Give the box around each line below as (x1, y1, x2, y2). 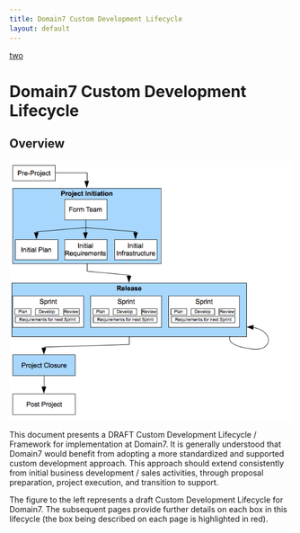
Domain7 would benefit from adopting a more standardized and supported (9, 448, 285, 458)
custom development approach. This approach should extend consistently (9, 457, 285, 468)
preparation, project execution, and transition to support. (9, 476, 219, 487)
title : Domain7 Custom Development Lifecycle (9, 14, 182, 23)
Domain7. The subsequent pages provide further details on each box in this (9, 503, 287, 514)
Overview (9, 136, 66, 152)
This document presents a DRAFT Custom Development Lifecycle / (9, 429, 258, 440)
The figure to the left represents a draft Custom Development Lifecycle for (9, 494, 284, 505)
